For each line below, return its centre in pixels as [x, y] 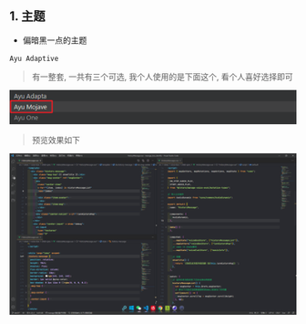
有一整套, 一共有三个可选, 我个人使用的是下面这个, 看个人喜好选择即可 [162, 77]
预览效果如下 [56, 140]
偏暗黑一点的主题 [55, 40]
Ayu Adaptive [34, 58]
